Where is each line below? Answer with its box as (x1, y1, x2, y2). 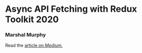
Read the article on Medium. (5, 43, 63, 49)
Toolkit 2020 (5, 14, 59, 25)
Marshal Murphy (5, 31, 46, 38)
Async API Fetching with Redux (5, 3, 138, 15)
